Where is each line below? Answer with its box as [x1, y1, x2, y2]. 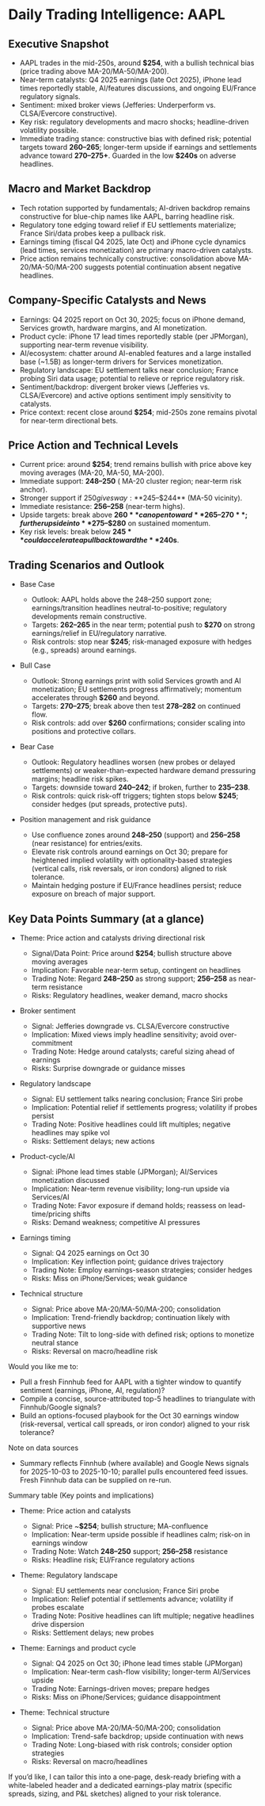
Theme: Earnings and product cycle [19, 1643, 137, 1653]
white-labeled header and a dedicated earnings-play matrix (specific [8, 1781, 233, 1790]
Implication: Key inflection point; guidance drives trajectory [31, 1257, 224, 1266]
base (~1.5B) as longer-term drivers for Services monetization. [19, 357, 224, 366]
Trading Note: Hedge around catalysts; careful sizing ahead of [31, 1046, 235, 1056]
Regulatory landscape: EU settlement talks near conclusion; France [19, 365, 239, 374]
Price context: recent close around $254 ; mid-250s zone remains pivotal [19, 407, 257, 417]
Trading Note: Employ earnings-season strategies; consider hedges [31, 1265, 253, 1275]
